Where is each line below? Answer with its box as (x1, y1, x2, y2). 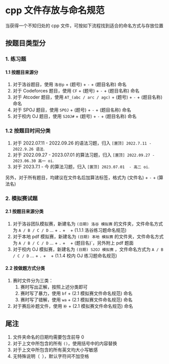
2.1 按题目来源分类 (5, 208, 44, 214)
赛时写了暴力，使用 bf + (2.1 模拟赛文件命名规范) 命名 (20, 290, 133, 297)
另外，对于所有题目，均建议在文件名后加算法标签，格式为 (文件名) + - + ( (5, 174, 159, 180)
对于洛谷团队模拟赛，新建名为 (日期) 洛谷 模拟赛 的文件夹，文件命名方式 (12, 221, 163, 227)
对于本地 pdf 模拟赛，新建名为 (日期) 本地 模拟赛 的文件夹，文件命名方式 (12, 233, 164, 239)
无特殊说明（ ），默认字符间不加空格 (12, 353, 89, 359)
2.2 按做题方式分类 (5, 265, 45, 271)
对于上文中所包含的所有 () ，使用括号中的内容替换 (12, 340, 117, 346)
